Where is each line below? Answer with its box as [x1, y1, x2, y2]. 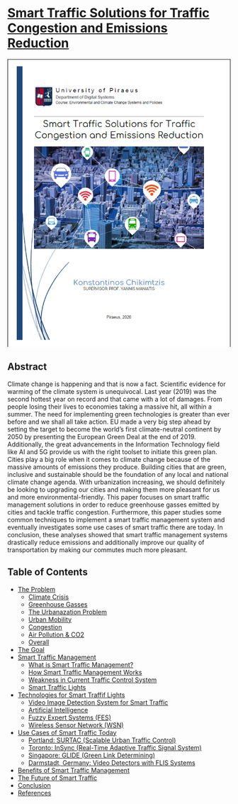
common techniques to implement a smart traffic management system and [7, 515, 225, 524]
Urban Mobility [28, 615, 72, 624]
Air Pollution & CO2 [28, 630, 85, 639]
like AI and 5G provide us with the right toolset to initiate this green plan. [7, 447, 217, 456]
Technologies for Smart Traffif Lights [17, 690, 125, 699]
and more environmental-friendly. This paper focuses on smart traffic [7, 492, 210, 501]
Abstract [7, 360, 47, 373]
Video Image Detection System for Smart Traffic [28, 698, 169, 707]
